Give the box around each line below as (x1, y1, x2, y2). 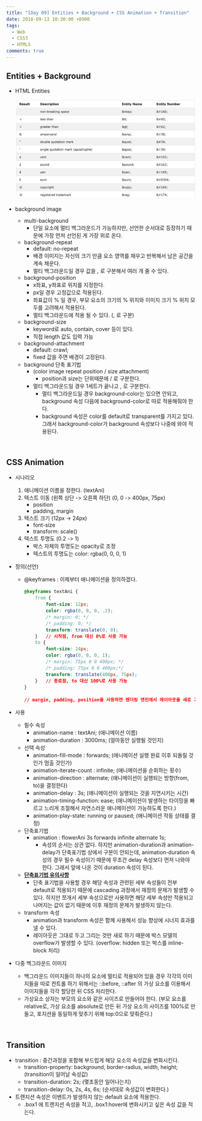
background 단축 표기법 (23, 361, 81, 368)
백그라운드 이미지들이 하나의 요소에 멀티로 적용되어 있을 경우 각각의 (23, 972, 182, 980)
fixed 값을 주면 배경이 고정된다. (32, 353, 106, 361)
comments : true (6, 48, 44, 54)
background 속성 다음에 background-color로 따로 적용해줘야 (41, 397, 188, 405)
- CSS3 (11, 35, 28, 42)
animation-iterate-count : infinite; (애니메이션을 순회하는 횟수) (32, 767, 182, 774)
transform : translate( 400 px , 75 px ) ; (45, 671, 138, 678)
